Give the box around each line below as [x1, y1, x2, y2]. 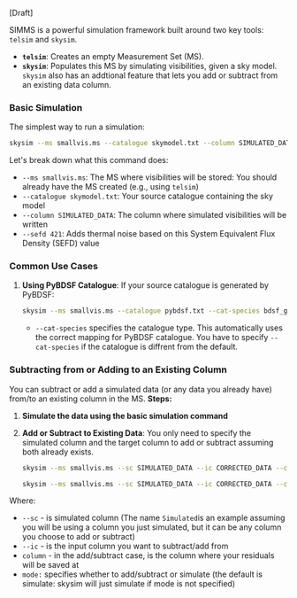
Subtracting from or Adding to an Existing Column [9, 363, 228, 376]
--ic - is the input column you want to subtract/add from [21, 540, 229, 552]
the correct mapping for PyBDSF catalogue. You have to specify [34, 332, 269, 343]
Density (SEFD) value [21, 238, 100, 249]
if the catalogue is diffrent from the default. [80, 341, 239, 353]
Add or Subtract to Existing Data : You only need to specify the [21, 427, 252, 438]
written [21, 219, 49, 229]
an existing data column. [21, 80, 112, 89]
